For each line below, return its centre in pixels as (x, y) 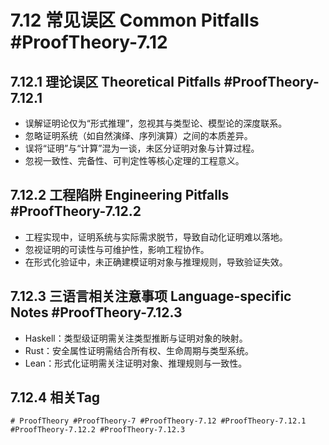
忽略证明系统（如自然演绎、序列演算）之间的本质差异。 (138, 135)
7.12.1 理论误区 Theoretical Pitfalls (116, 81)
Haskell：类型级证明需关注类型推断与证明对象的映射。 (136, 338)
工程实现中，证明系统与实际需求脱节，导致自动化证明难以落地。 (156, 237)
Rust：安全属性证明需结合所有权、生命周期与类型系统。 (139, 350)
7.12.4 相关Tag (55, 397)
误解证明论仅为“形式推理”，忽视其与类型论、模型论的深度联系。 (156, 123)
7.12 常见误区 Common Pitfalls (135, 20)
